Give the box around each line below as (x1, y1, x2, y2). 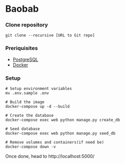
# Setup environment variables (5, 86, 72, 91)
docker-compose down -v (5, 144, 56, 150)
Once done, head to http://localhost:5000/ (5, 153, 95, 159)
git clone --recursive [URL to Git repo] (5, 33, 95, 38)
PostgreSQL (12, 56, 38, 62)
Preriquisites (5, 44, 38, 52)
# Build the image (5, 100, 45, 105)
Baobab (5, 3, 39, 15)
